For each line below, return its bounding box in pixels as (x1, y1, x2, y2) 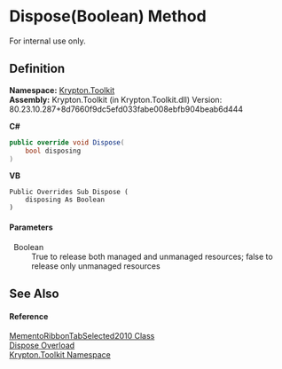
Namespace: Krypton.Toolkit (9, 84, 115, 95)
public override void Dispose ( (9, 137, 125, 147)
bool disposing (25, 146, 82, 155)
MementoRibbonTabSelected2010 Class (9, 331, 155, 342)
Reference (9, 310, 49, 321)
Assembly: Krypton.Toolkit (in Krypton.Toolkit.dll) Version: (9, 94, 223, 105)
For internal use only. (9, 35, 86, 46)
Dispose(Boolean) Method (9, 6, 207, 27)
